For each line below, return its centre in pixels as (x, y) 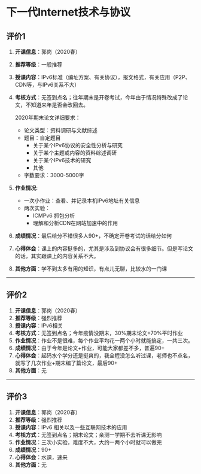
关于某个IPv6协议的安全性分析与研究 (77, 145)
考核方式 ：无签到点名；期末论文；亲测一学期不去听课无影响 (88, 434)
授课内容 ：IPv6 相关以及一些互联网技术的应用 (71, 427)
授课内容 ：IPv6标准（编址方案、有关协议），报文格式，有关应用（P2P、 (103, 77)
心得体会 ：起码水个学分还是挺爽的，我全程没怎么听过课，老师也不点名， (104, 355)
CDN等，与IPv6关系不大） (47, 85)
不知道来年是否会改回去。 (57, 105)
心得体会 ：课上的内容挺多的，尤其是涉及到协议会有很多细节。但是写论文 (104, 248)
